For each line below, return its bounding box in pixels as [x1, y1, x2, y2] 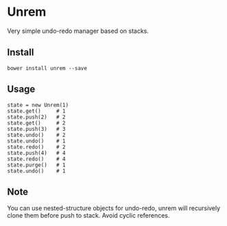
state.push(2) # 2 [7, 114, 67, 121]
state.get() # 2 [7, 119, 67, 127]
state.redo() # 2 [7, 143, 67, 151]
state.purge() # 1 [7, 162, 67, 168]
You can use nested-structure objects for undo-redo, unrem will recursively [7, 204, 221, 212]
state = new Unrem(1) [7, 101, 69, 108]
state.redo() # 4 [7, 155, 67, 162]
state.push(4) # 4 [7, 149, 67, 156]
